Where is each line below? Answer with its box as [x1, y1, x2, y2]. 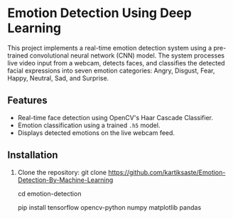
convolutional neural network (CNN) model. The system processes [29, 51, 225, 60]
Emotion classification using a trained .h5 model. [17, 121, 161, 129]
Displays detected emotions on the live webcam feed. [17, 128, 175, 137]
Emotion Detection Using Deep [7, 5, 192, 21]
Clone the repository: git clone [17, 168, 107, 176]
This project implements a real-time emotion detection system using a [7, 43, 212, 52]
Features [7, 95, 48, 107]
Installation [7, 149, 58, 161]
